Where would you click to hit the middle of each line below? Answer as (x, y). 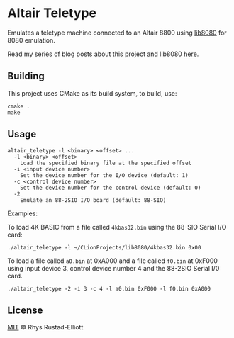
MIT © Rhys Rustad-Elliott (45, 327)
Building (26, 76)
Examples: (22, 213)
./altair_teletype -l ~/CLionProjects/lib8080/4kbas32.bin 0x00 (104, 247)
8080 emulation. (31, 40)
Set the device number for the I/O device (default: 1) (105, 175)
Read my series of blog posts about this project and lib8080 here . (103, 54)
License (25, 310)
